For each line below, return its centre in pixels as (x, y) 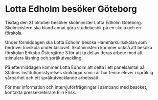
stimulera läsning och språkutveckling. (44, 58)
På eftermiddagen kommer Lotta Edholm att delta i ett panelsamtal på (75, 67)
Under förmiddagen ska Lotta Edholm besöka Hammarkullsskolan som (76, 42)
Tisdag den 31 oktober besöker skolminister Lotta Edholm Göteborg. (74, 22)
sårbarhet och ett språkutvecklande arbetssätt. (53, 78)
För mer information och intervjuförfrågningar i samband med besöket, (76, 87)
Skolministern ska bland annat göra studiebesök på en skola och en (73, 27)
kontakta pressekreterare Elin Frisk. (41, 92)
